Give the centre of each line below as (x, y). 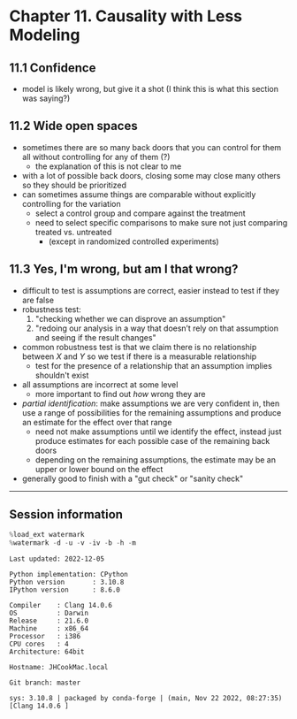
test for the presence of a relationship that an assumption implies (153, 365)
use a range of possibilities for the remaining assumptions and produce (152, 412)
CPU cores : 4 (39, 644)
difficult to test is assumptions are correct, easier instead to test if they (151, 290)
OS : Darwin (49, 613)
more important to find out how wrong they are (120, 394)
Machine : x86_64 (49, 629)
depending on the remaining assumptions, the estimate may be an (156, 459)
